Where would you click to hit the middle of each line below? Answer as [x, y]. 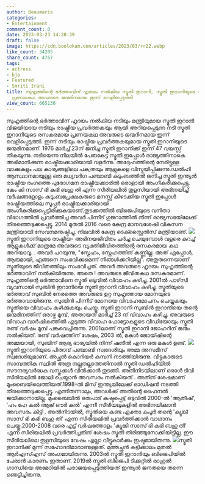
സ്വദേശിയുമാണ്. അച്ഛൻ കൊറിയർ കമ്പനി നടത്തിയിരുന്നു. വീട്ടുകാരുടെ [95, 357]
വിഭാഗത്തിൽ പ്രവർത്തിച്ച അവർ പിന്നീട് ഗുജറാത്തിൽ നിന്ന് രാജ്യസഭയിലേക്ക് [102, 217]
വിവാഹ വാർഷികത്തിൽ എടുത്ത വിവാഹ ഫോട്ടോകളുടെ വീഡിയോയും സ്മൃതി [100, 321]
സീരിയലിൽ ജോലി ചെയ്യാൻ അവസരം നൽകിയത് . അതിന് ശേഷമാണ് [96, 377]
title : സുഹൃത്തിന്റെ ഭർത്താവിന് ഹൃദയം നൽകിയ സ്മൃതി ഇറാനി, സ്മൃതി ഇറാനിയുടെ [101, 92]
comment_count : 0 [28, 29]
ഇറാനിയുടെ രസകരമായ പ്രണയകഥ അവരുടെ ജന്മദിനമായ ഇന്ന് [88, 134]
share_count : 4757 [30, 58]
